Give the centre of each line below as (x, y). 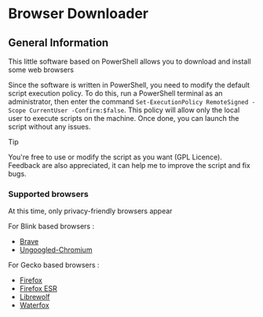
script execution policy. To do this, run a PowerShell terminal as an (115, 93)
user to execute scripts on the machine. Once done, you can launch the (124, 118)
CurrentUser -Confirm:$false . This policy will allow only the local (134, 110)
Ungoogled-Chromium (56, 250)
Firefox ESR (38, 289)
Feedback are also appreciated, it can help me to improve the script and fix (130, 165)
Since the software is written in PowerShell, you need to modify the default (129, 85)
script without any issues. (49, 127)
